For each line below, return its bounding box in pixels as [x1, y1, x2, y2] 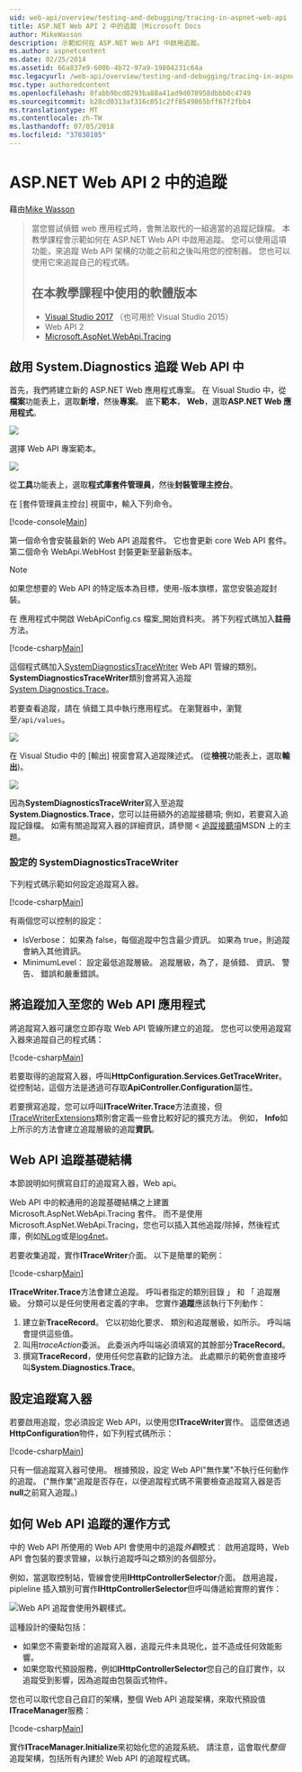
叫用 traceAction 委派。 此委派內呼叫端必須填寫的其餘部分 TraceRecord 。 [22, 1339, 290, 1350]
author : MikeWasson [9, 30, 83, 39]
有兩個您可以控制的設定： [9, 915, 104, 926]
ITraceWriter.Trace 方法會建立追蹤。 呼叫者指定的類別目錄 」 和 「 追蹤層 [9, 1286, 281, 1298]
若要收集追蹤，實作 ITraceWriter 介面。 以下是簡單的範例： [9, 1250, 225, 1261]
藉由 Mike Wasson [9, 204, 75, 215]
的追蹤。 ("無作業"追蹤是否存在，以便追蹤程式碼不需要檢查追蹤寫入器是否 [9, 1475, 282, 1487]
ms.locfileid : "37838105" [9, 131, 106, 140]
